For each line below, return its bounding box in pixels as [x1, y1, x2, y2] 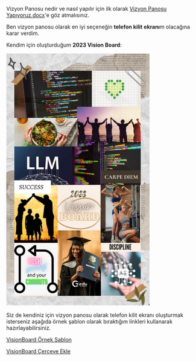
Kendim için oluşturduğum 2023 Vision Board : [6, 42, 122, 48]
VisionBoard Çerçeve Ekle [6, 348, 71, 355]
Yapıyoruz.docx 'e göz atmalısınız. [6, 11, 90, 19]
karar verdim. [6, 30, 39, 37]
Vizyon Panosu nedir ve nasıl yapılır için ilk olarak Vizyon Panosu [6, 5, 167, 12]
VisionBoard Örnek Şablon [6, 336, 72, 343]
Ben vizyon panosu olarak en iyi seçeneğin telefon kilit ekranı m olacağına [6, 24, 191, 30]
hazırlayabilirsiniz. [6, 324, 51, 331]
